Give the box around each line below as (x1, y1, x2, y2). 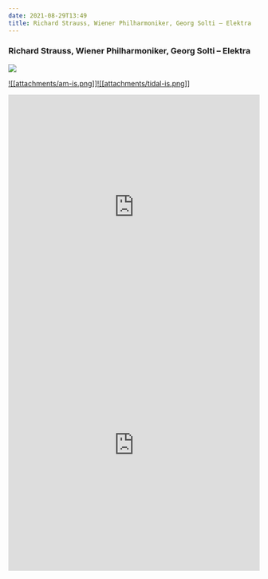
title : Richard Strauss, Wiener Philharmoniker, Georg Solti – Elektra (8, 19, 251, 27)
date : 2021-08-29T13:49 (8, 11, 88, 20)
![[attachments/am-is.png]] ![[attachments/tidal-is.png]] (8, 78, 190, 88)
